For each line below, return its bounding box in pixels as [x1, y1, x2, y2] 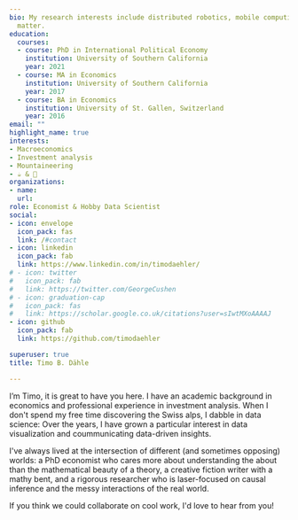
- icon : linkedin [9, 244, 74, 252]
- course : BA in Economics [17, 95, 117, 105]
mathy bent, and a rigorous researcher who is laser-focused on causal [9, 473, 266, 484]
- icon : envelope [9, 219, 74, 228]
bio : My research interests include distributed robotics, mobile [9, 12, 260, 22]
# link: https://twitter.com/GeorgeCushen [9, 284, 176, 293]
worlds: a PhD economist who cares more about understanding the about [9, 454, 278, 465]
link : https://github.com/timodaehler [17, 334, 161, 343]
